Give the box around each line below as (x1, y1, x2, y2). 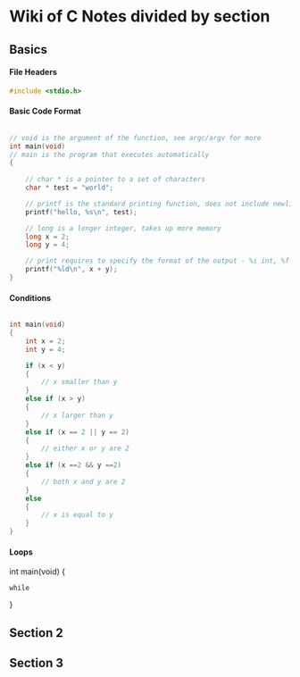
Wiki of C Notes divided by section (9, 6, 271, 27)
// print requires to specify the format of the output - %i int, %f (25, 256, 290, 265)
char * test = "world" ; (25, 183, 114, 193)
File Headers (9, 67, 58, 78)
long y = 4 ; (25, 240, 70, 249)
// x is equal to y (41, 511, 114, 520)
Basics (9, 42, 47, 57)
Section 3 (9, 656, 64, 671)
